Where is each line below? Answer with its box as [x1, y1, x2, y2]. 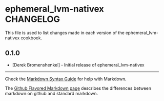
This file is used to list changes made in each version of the [5, 30, 124, 35]
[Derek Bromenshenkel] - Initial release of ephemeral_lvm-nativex [12, 62, 145, 67]
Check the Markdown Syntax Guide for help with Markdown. [5, 76, 127, 82]
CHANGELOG [5, 14, 60, 25]
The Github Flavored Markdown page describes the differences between [5, 85, 151, 91]
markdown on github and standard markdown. [5, 90, 98, 96]
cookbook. [20, 35, 42, 41]
